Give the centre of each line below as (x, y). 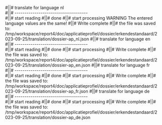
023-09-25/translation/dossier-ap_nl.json (47, 39)
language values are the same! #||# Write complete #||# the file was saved (81, 23)
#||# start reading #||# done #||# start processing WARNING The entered (79, 18)
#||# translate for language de (119, 91)
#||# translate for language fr (121, 65)
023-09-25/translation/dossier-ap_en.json (48, 65)
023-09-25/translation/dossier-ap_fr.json (47, 91)
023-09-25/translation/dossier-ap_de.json (48, 117)
